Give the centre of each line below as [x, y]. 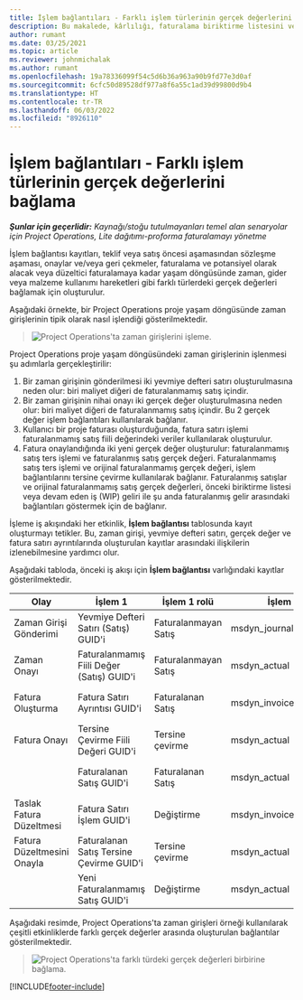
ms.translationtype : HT [54, 93]
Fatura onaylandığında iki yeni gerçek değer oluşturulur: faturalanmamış [156, 449]
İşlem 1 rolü [188, 602]
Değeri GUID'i [107, 752]
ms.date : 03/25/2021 [48, 43]
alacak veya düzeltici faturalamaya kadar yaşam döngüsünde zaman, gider [148, 273]
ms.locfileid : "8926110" [56, 118]
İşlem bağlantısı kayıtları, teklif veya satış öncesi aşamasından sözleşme [143, 254]
